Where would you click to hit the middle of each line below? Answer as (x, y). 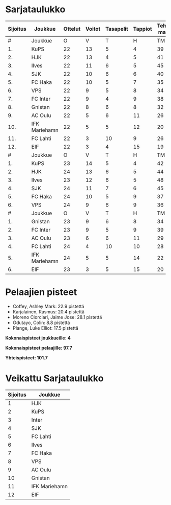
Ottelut (72, 29)
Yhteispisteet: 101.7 (27, 358)
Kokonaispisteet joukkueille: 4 (38, 338)
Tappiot (142, 29)
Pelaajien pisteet (41, 292)
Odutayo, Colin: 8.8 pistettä (41, 323)
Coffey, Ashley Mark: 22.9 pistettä (48, 306)
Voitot (93, 29)
